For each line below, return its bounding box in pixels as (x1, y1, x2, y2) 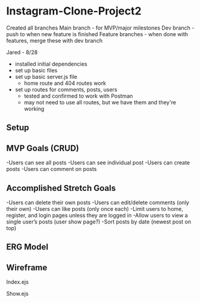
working (23, 105, 45, 112)
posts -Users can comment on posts (6, 166, 98, 173)
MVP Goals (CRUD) (6, 143, 80, 153)
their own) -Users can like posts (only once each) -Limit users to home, (6, 205, 184, 212)
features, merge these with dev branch (6, 37, 103, 44)
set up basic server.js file (14, 73, 78, 80)
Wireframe (6, 262, 48, 272)
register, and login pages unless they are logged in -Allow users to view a (6, 211, 188, 219)
